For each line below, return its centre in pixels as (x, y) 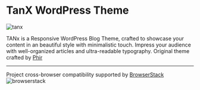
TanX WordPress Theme (68, 10)
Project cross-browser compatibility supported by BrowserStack (85, 75)
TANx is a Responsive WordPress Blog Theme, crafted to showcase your (95, 38)
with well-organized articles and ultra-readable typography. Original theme (98, 51)
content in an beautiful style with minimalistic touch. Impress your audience (99, 45)
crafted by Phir (24, 57)
